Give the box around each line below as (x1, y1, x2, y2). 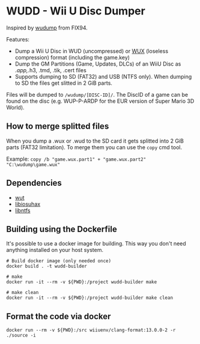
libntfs (14, 206, 31, 214)
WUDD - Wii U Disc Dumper (6, 4, 145, 18)
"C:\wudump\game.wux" (6, 161, 61, 168)
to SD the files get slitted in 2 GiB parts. (14, 79, 113, 87)
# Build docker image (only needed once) (6, 258, 112, 264)
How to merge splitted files (6, 121, 109, 132)
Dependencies (6, 178, 62, 188)
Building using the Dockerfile (6, 224, 117, 234)
